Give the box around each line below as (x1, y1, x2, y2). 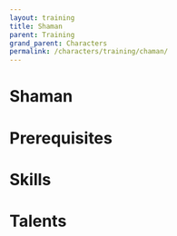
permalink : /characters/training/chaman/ (9, 47, 169, 56)
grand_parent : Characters (9, 38, 107, 48)
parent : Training (9, 30, 75, 39)
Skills (9, 169, 52, 190)
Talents (9, 211, 67, 231)
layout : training (9, 13, 75, 23)
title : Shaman (9, 22, 64, 31)
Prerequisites (9, 128, 113, 148)
